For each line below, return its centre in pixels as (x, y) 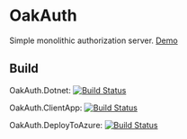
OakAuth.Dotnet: (40, 90)
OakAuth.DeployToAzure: (56, 125)
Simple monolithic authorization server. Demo (93, 40)
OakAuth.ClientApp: (46, 108)
